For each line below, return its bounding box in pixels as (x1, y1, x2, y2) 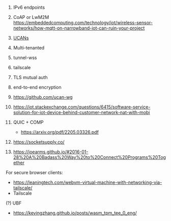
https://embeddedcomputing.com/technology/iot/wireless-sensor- (13, 20, 153, 25)
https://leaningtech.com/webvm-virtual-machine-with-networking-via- (13, 179, 162, 185)
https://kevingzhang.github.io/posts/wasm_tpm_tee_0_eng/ (13, 210, 137, 216)
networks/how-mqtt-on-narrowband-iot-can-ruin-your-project (13, 25, 145, 31)
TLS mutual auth (13, 74, 48, 80)
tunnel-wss (13, 54, 37, 61)
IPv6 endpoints (13, 5, 45, 10)
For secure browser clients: (6, 170, 63, 175)
